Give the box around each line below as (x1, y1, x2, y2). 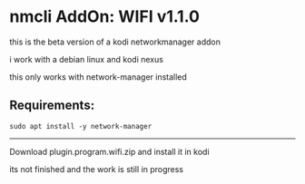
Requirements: (9, 98, 95, 113)
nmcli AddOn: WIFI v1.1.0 (9, 6, 200, 27)
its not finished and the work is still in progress (9, 163, 184, 174)
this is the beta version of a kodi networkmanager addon (9, 36, 221, 47)
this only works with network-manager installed (9, 71, 188, 82)
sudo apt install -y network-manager (9, 121, 152, 131)
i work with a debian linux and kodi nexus (9, 53, 163, 64)
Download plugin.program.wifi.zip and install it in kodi (9, 146, 211, 157)
